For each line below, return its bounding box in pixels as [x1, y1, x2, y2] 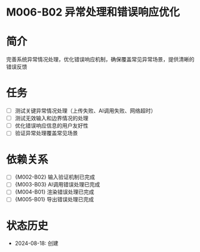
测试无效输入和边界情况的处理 [14, 114, 88, 122]
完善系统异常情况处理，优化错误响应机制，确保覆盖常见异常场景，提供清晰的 [6, 56, 195, 63]
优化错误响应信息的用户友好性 [14, 122, 88, 129]
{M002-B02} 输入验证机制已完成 [14, 173, 96, 181]
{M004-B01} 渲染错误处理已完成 [14, 188, 94, 195]
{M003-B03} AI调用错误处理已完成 [14, 181, 100, 188]
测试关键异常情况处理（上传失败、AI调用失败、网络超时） [14, 107, 156, 114]
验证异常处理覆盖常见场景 [14, 129, 78, 137]
